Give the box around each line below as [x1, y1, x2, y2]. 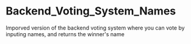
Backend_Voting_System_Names [5, 4, 176, 18]
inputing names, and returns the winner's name [5, 30, 124, 37]
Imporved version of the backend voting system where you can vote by [5, 24, 185, 31]
